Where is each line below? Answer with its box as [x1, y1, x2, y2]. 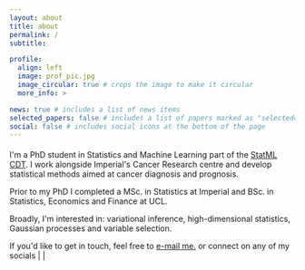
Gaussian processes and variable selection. [9, 223, 172, 234]
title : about [9, 22, 59, 31]
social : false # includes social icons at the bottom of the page [9, 121, 266, 131]
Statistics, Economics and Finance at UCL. [9, 196, 168, 207]
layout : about [9, 13, 64, 23]
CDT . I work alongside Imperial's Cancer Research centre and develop [9, 159, 272, 170]
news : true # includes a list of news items [9, 105, 181, 114]
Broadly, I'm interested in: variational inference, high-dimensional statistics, [9, 214, 290, 225]
